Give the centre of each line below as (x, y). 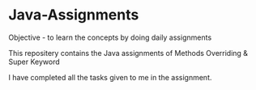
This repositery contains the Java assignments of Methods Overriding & (128, 53)
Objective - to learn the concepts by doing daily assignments (110, 37)
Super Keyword (34, 62)
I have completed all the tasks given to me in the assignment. (110, 77)
